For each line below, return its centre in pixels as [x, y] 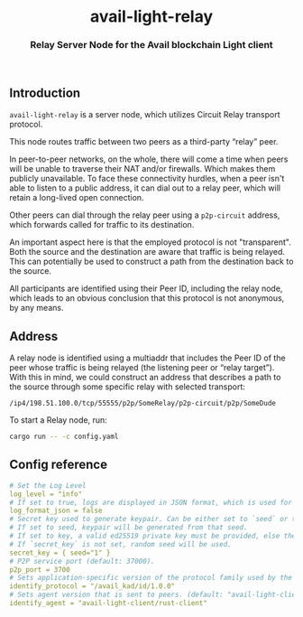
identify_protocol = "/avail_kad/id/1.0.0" [92, 586]
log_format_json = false [56, 511]
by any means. [37, 308]
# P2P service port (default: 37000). [82, 561]
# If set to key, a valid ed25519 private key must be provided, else [145, 536]
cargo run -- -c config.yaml [64, 437]
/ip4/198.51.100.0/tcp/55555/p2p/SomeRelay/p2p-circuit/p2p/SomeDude [143, 404]
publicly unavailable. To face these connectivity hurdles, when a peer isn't [147, 179]
